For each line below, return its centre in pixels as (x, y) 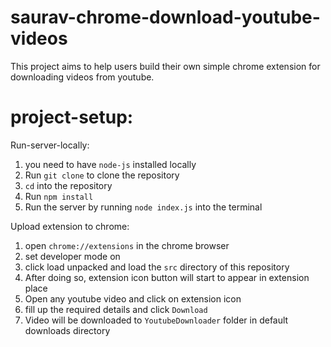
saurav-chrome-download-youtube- (165, 17)
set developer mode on (72, 256)
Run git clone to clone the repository (102, 175)
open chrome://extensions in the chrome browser (127, 245)
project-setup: (72, 117)
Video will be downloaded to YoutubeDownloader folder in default (156, 320)
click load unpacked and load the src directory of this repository (157, 267)
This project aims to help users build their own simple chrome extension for (165, 66)
